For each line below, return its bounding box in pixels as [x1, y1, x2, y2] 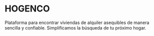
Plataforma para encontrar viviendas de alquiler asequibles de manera [4, 19, 149, 25]
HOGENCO [4, 3, 50, 14]
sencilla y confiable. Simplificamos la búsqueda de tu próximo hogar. [4, 24, 146, 30]
